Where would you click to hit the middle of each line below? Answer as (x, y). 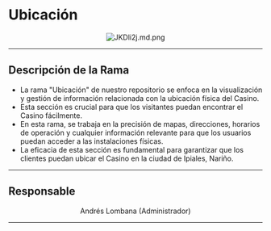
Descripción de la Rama (69, 70)
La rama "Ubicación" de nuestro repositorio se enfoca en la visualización (141, 90)
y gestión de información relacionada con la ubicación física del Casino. (140, 98)
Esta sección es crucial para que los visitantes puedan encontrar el (131, 107)
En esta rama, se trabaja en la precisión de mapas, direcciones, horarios (140, 124)
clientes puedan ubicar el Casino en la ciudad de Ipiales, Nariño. (127, 158)
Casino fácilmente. (51, 115)
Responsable (42, 191)
